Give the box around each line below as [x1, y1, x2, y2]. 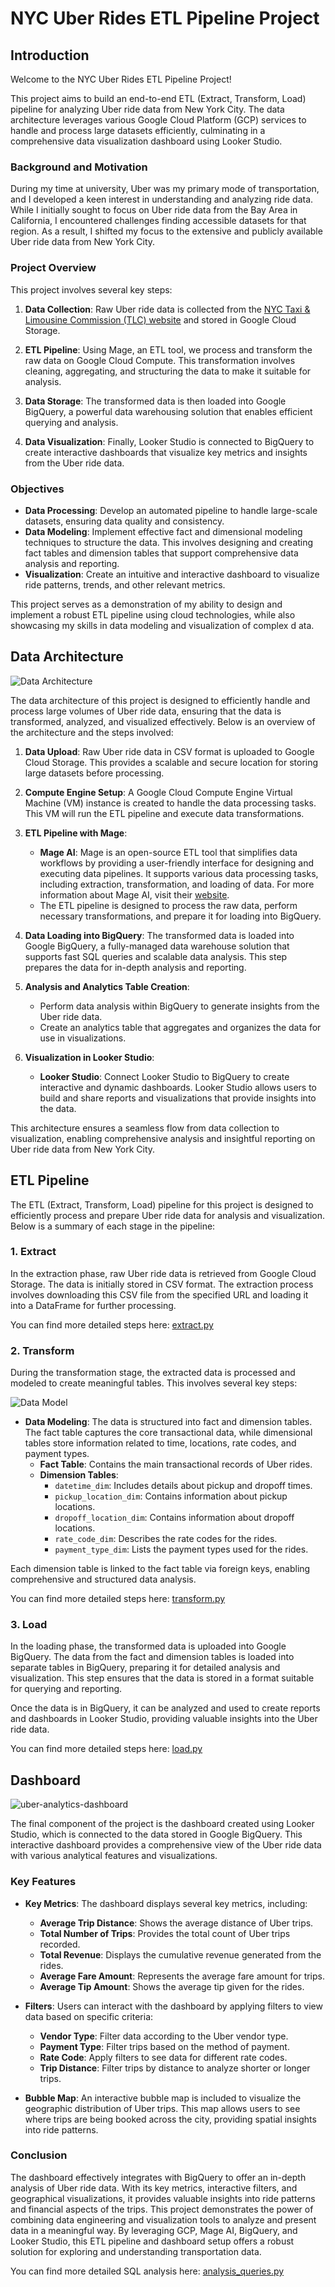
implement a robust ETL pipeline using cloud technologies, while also [10, 608, 296, 621]
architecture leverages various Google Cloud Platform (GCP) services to [10, 114, 307, 126]
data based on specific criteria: [24, 2010, 154, 2022]
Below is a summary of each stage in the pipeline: [10, 1220, 216, 1232]
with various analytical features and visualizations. [10, 1850, 218, 1862]
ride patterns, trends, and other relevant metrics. [24, 578, 226, 591]
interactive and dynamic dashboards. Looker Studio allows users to [39, 1081, 317, 1093]
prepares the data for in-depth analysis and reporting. [24, 961, 247, 973]
